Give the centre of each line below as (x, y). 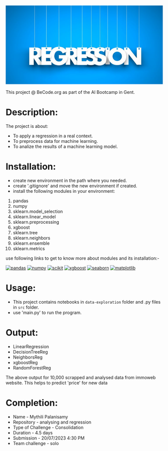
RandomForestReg (32, 368)
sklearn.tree (25, 232)
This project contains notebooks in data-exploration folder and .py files (87, 302)
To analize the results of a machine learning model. (65, 146)
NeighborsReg (28, 357)
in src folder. (26, 307)
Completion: (32, 403)
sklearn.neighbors (31, 238)
